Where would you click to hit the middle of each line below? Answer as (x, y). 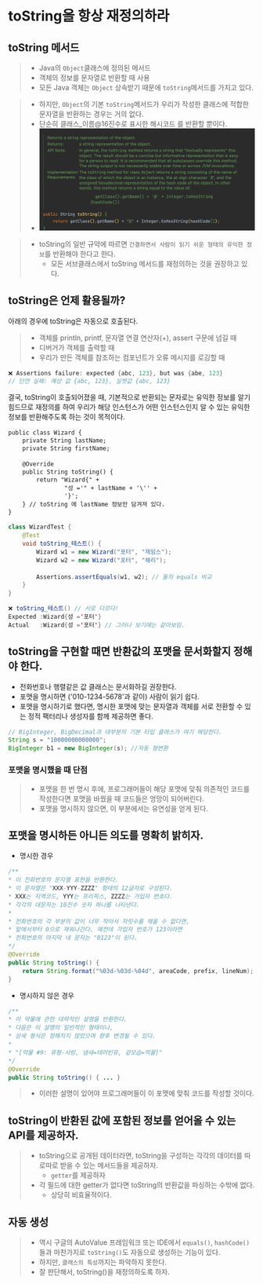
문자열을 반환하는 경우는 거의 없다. (91, 114)
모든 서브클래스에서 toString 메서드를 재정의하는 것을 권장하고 (145, 263)
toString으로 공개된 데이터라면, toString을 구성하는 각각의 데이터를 (141, 1156)
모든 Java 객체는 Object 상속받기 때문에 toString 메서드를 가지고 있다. (146, 88)
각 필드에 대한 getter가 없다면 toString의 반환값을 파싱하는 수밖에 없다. (147, 1185)
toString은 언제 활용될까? (67, 300)
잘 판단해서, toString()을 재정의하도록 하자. (104, 1272)
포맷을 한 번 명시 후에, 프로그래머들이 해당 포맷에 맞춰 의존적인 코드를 (144, 788)
